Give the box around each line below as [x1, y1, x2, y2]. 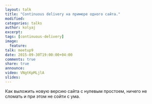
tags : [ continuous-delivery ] [5, 35, 64, 39]
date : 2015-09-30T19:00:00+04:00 [5, 52, 73, 57]
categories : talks [5, 20, 42, 26]
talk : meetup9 [5, 48, 34, 52]
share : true [5, 61, 29, 66]
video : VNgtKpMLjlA [5, 70, 45, 75]
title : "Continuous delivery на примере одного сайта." [5, 12, 120, 17]
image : [5, 39, 18, 44]
